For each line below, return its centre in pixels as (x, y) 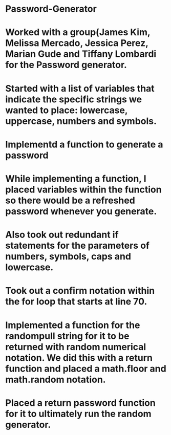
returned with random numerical (76, 347)
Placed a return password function (81, 403)
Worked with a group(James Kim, (78, 32)
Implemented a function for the (73, 325)
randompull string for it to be (67, 336)
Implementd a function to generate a (84, 144)
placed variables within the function (84, 189)
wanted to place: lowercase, (67, 110)
